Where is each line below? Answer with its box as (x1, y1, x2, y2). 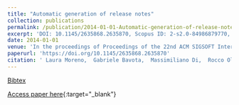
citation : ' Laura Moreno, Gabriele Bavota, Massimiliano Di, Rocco (7, 57, 224, 64)
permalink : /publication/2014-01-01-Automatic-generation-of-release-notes (7, 23, 237, 31)
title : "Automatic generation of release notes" (7, 10, 154, 18)
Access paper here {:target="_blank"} (7, 89, 117, 98)
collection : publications (7, 17, 84, 24)
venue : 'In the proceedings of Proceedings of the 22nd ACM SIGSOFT (7, 43, 215, 50)
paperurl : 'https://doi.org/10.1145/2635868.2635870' (7, 50, 171, 57)
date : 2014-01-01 (7, 37, 59, 44)
